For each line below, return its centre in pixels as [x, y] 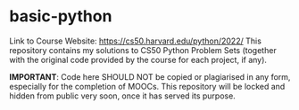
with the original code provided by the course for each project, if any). [138, 59]
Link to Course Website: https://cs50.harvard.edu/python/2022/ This [135, 41]
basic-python [61, 16]
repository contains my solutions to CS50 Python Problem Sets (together [143, 50]
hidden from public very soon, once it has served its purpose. [123, 96]
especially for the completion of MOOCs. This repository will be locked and [147, 86]
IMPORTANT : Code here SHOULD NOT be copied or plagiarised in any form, [150, 76]
